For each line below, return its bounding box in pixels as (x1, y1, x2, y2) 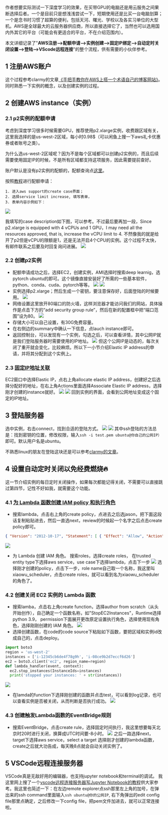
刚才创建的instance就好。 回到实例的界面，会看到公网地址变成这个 (5, 389, 155, 395)
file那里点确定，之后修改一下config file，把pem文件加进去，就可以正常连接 (5, 798, 160, 804)
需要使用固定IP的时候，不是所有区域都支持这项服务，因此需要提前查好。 (5, 156, 154, 162)
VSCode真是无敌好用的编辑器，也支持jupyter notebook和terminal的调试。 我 (5, 773, 163, 779)
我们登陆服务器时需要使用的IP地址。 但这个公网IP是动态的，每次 (16, 338, 155, 344)
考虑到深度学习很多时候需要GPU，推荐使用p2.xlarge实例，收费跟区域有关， (5, 127, 161, 133)
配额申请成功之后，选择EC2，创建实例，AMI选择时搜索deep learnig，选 (12, 269, 160, 275)
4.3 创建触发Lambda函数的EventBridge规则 (5, 712, 111, 719)
